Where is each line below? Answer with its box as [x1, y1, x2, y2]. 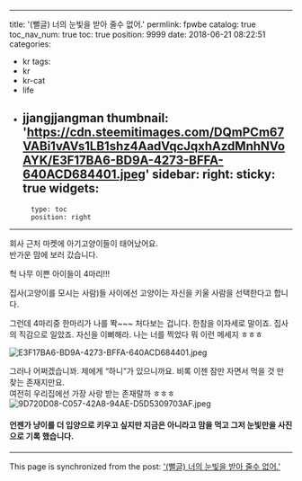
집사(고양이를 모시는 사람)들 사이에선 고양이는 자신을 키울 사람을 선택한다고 [9, 287, 272, 298]
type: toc [31, 204, 67, 214]
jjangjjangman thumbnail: [22, 111, 169, 126]
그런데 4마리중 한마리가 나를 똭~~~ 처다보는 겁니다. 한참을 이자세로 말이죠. [9, 317, 272, 328]
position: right [31, 212, 92, 221]
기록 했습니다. [25, 431, 75, 441]
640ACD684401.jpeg [22, 167, 146, 183]
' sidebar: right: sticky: [145, 167, 276, 183]
